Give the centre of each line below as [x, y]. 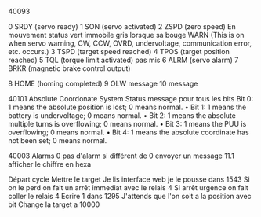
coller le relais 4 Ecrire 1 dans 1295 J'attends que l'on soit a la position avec [130, 196]
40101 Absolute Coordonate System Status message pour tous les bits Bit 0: [130, 99]
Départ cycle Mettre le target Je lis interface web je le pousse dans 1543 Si [129, 179]
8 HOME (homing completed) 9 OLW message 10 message [103, 83]
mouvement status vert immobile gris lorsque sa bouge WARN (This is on [126, 35]
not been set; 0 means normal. [58, 140]
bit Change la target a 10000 [54, 204]
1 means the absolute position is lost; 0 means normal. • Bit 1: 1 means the [127, 107]
